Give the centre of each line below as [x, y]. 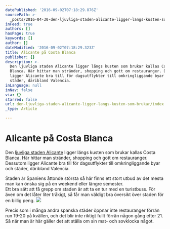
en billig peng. [20, 200]
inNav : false [19, 90]
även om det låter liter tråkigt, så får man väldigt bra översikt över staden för [84, 194]
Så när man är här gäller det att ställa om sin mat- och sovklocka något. [80, 221]
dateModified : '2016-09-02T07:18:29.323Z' [51, 48]
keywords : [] [19, 39]
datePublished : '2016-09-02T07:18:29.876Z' [52, 10]
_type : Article [21, 109]
